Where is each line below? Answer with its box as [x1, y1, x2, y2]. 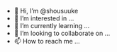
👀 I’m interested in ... [13, 14, 74, 22]
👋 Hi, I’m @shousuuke [13, 7, 79, 15]
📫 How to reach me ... [13, 37, 80, 45]
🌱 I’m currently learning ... [13, 22, 90, 30]
